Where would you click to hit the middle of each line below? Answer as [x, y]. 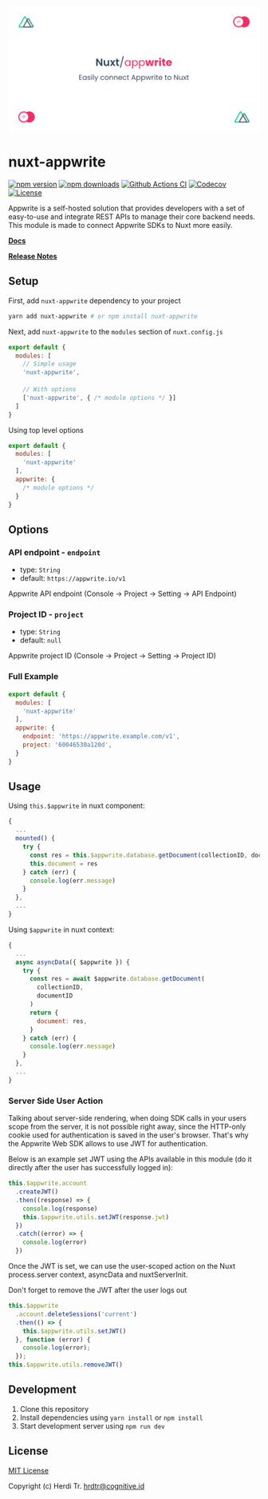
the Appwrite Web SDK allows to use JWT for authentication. [108, 1144]
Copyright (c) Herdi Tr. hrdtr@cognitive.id [77, 1485]
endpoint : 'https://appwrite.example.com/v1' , [101, 737]
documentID [55, 996]
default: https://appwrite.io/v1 [73, 578]
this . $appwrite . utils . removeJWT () [66, 1365]
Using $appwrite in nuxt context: [61, 929]
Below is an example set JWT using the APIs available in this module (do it [130, 1159]
